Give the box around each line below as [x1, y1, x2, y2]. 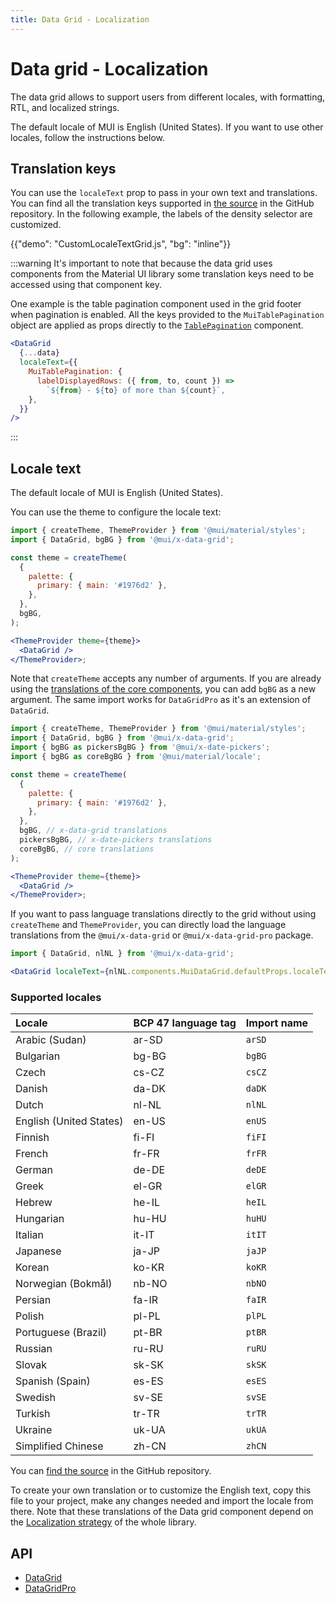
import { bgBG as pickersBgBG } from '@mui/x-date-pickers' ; [10, 742, 271, 753]
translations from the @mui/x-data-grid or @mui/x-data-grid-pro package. [10, 929, 314, 941]
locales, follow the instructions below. [10, 131, 166, 143]
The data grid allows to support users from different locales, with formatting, [10, 91, 326, 103]
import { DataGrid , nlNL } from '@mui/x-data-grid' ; [10, 949, 235, 959]
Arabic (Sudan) [15, 1033, 87, 1047]
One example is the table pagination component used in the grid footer [10, 298, 302, 310]
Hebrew [15, 1196, 53, 1210]
